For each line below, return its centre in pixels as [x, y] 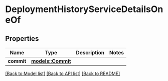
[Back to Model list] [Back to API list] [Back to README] [63, 73]
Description [90, 53]
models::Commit [51, 61]
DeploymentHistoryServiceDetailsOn [84, 9]
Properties [22, 38]
